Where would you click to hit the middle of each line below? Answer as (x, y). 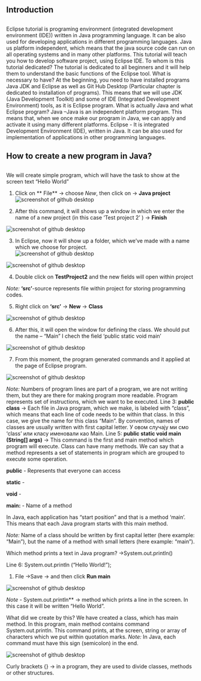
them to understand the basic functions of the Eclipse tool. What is (88, 73)
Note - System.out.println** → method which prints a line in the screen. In (97, 599)
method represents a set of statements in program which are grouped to (95, 452)
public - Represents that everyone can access (64, 470)
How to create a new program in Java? (79, 156)
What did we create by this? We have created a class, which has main (92, 617)
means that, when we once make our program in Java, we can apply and (96, 118)
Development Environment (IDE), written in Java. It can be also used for (94, 131)
